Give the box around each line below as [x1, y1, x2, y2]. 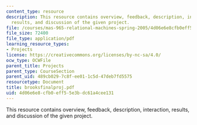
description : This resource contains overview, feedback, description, [6, 14, 185, 20]
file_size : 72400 [6, 30, 49, 36]
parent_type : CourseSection [6, 68, 75, 74]
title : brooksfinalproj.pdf [6, 85, 75, 91]
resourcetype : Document [6, 79, 64, 85]
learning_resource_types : [6, 41, 69, 47]
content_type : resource [6, 8, 64, 15]
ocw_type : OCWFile [6, 57, 51, 63]
